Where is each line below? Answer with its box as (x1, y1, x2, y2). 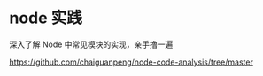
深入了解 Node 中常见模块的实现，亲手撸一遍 (9, 39, 174, 49)
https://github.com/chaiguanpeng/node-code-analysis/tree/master (9, 57, 254, 67)
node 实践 (9, 8, 82, 28)
